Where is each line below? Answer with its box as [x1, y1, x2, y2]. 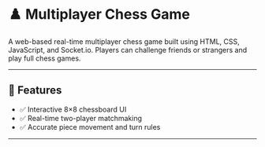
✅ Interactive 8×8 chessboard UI [19, 105, 127, 114]
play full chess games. [8, 53, 81, 63]
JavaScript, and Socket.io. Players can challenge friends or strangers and [8, 45, 248, 54]
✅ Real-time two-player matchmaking [19, 113, 143, 123]
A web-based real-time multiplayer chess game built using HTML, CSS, [8, 36, 241, 46]
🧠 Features [8, 83, 62, 97]
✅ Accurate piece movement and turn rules [19, 122, 161, 131]
